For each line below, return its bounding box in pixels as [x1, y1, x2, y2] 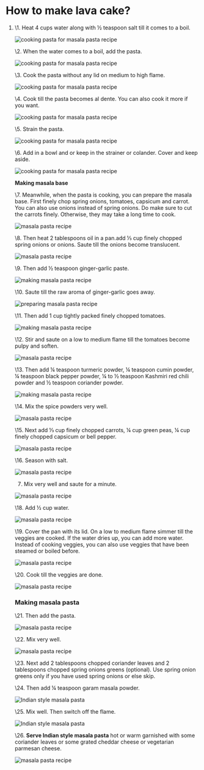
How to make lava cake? [5, 4, 131, 18]
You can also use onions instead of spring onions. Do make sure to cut [14, 204, 192, 211]
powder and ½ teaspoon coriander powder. [14, 379, 124, 386]
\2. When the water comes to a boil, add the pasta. [14, 47, 142, 55]
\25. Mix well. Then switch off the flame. [14, 708, 116, 716]
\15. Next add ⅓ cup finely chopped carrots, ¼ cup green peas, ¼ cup [14, 426, 191, 433]
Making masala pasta [14, 598, 80, 607]
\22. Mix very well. [14, 636, 62, 643]
